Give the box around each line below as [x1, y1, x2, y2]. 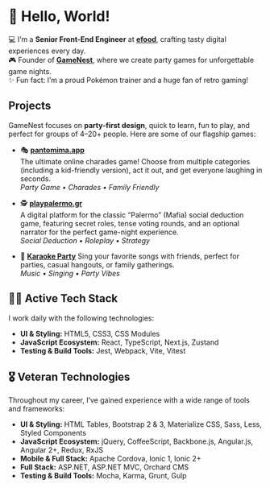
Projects [8, 99, 52, 113]
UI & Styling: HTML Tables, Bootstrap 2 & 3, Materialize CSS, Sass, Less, [19, 420, 262, 429]
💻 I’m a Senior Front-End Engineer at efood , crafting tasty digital [8, 34, 227, 43]
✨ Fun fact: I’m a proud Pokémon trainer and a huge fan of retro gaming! [8, 75, 248, 85]
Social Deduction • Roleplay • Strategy [19, 235, 151, 245]
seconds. [19, 173, 52, 184]
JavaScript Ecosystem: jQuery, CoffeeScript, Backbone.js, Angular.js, [19, 436, 254, 446]
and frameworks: [8, 404, 65, 414]
